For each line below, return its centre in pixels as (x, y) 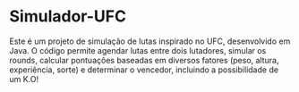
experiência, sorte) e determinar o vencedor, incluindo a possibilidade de (144, 70)
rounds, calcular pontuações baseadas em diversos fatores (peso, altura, (144, 60)
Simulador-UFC (68, 17)
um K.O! (24, 79)
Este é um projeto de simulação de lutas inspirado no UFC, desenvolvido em (150, 41)
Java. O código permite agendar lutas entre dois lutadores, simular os (138, 50)
